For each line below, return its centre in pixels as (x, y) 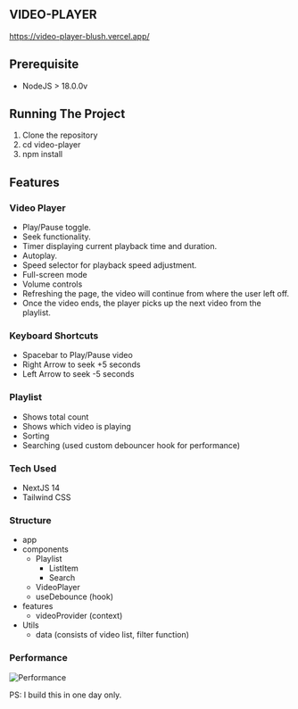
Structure (30, 520)
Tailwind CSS (46, 497)
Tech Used (33, 468)
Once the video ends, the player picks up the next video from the (141, 304)
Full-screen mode (54, 275)
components (45, 549)
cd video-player (51, 145)
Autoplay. (40, 256)
